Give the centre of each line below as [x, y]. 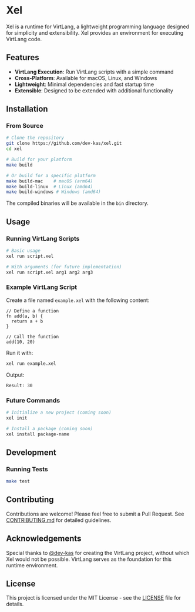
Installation [27, 109]
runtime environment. [32, 565]
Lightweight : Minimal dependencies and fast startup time [84, 84]
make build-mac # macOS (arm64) [50, 181]
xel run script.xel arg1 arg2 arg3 [50, 272]
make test [18, 481]
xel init [17, 418]
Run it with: [20, 352]
